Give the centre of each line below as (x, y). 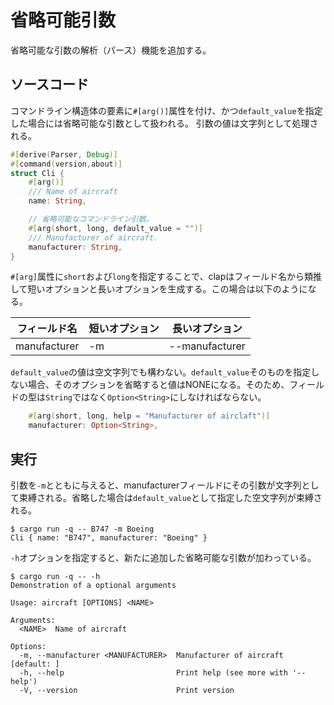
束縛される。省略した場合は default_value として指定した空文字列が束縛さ (170, 497)
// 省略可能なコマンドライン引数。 (91, 219)
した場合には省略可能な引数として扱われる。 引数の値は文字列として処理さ (164, 123)
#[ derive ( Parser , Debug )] (64, 154)
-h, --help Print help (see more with (153, 672)
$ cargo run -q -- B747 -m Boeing (82, 529)
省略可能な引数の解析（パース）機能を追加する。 (111, 50)
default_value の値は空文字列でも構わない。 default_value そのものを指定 (161, 372)
